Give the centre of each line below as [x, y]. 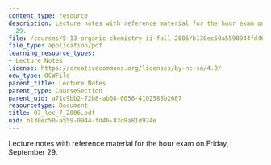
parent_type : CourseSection [56, 91]
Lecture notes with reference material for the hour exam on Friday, [119, 143]
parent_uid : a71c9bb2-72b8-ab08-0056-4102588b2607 [95, 98]
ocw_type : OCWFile [39, 76]
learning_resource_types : [52, 53]
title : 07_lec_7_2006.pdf [52, 113]
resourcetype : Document [48, 105]
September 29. [33, 152]
